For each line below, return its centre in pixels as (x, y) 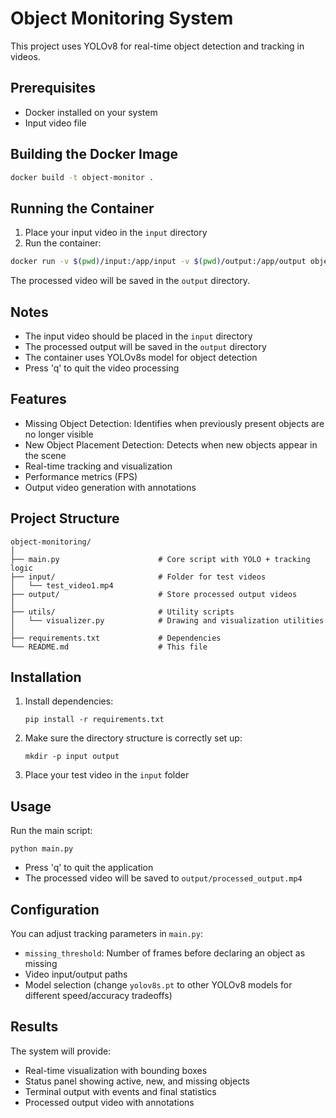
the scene (45, 455)
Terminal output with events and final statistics (120, 1091)
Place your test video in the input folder (107, 775)
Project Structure (65, 518)
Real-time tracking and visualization (98, 466)
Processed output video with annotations (109, 1102)
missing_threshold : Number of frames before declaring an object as (165, 953)
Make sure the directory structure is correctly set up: (133, 738)
